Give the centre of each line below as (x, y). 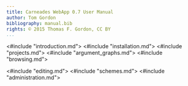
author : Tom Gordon (31, 18)
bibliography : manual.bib (39, 23)
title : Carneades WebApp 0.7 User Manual (60, 12)
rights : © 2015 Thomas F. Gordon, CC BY (59, 29)
